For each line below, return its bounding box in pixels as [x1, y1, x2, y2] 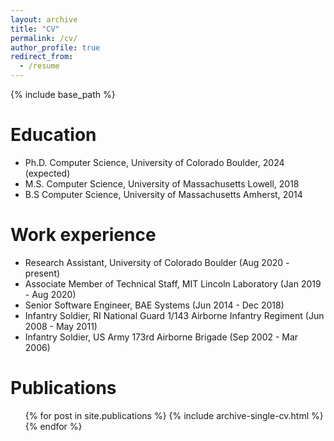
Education [10, 124, 97, 146]
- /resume [19, 61, 60, 71]
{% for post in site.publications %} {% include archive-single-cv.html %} [24, 409, 324, 421]
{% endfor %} [24, 420, 83, 432]
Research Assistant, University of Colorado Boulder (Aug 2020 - [24, 256, 290, 268]
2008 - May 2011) [24, 320, 98, 332]
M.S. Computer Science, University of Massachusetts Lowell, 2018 [24, 177, 300, 190]
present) [24, 267, 61, 279]
